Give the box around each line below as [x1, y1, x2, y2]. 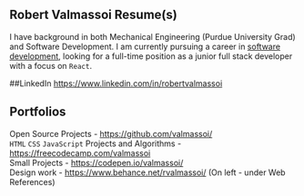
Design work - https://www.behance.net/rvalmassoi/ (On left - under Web [9, 167, 286, 178]
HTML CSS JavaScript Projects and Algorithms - [9, 138, 182, 149]
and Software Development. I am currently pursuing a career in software [9, 41, 280, 52]
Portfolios [9, 104, 66, 120]
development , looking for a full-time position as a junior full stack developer [9, 50, 293, 62]
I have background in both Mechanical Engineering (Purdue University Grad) [9, 31, 296, 42]
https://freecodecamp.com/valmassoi [9, 147, 151, 158]
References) [9, 176, 56, 187]
